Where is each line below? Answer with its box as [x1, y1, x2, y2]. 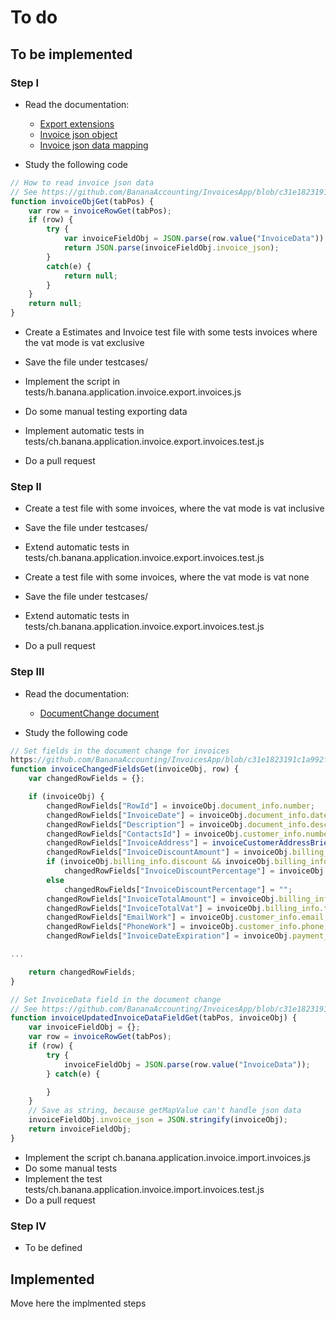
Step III [10, 665, 45, 679]
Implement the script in [24, 376, 121, 387]
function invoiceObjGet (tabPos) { [10, 196, 155, 206]
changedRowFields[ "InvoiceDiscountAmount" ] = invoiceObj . [46, 847, 293, 858]
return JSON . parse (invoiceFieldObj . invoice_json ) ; [63, 243, 280, 253]
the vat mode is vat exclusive [24, 337, 145, 348]
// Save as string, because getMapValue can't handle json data [28, 1106, 302, 1116]
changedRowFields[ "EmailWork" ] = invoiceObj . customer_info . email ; [46, 912, 329, 923]
